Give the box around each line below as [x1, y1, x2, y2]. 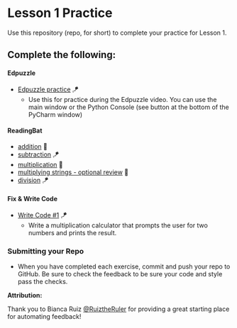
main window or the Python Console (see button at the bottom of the [28, 103, 229, 111]
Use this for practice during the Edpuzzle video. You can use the [28, 95, 217, 103]
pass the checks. [17, 278, 68, 286]
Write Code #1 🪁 [17, 210, 67, 219]
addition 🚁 [17, 142, 48, 150]
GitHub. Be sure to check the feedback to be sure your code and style [17, 270, 223, 278]
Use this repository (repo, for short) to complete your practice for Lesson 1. [7, 28, 227, 37]
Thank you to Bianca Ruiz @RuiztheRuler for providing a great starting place [7, 305, 230, 313]
